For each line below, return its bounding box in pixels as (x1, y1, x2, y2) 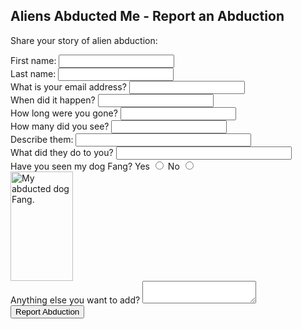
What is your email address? (10, 80, 127, 93)
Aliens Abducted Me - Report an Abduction (10, 8, 285, 25)
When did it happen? (10, 94, 96, 106)
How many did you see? (10, 120, 110, 132)
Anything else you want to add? (10, 294, 141, 306)
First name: (10, 54, 57, 66)
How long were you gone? (10, 107, 118, 119)
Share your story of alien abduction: (10, 34, 158, 46)
